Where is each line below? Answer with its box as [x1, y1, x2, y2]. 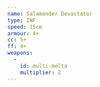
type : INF [7, 17, 37, 24]
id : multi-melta [20, 62, 68, 69]
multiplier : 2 [20, 69, 61, 76]
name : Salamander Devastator [7, 10, 93, 18]
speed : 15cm [7, 23, 42, 30]
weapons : [7, 50, 33, 57]
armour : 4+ [7, 29, 39, 37]
